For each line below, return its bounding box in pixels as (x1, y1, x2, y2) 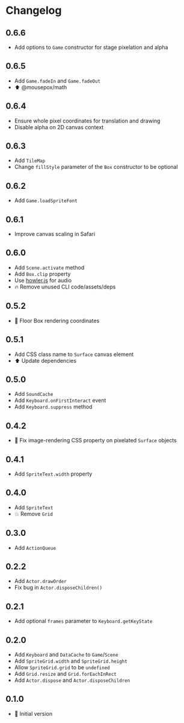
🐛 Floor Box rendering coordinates (14, 317, 100, 324)
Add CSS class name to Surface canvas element (14, 351, 134, 358)
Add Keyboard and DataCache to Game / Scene (14, 651, 118, 658)
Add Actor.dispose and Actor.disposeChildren (14, 677, 130, 684)
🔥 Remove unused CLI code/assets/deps (14, 283, 116, 290)
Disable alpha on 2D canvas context (14, 123, 104, 130)
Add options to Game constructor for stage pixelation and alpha (14, 43, 168, 51)
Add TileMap (14, 157, 46, 164)
